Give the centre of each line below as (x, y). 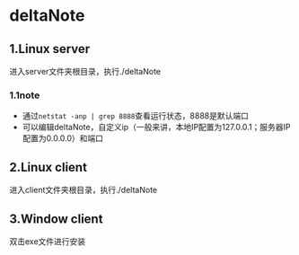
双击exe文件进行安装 (48, 241)
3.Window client (56, 219)
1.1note (25, 95)
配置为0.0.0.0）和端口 (63, 138)
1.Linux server (50, 49)
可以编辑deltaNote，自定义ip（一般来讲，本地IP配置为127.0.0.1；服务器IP (156, 127)
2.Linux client (48, 167)
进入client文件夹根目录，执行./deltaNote (84, 190)
